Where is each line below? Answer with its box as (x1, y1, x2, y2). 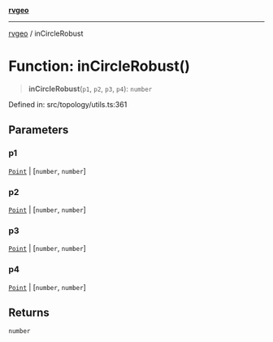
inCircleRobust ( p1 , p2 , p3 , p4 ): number (28, 84, 153, 93)
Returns (8, 305, 50, 319)
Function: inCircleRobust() (8, 57, 191, 76)
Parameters (8, 123, 69, 137)
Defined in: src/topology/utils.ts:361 (8, 99, 128, 109)
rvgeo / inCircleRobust (8, 28, 84, 38)
